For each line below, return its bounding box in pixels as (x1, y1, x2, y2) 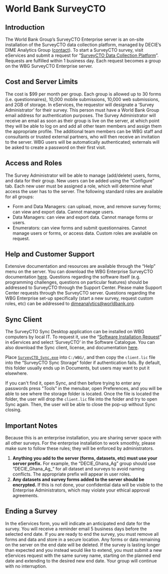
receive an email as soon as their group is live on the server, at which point (5, 118, 159, 124)
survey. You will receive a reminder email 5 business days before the (5, 526, 147, 532)
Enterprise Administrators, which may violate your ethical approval (12, 487, 150, 493)
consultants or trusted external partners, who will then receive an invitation (5, 134, 160, 140)
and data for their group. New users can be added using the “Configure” (5, 177, 154, 183)
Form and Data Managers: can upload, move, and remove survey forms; (12, 203, 161, 209)
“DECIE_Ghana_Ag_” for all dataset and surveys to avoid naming (12, 466, 144, 472)
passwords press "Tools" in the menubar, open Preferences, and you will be (5, 386, 162, 392)
